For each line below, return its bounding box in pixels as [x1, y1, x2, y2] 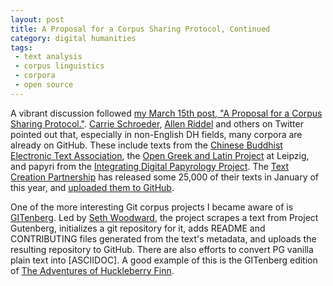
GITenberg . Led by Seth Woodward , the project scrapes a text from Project [10, 211, 319, 223]
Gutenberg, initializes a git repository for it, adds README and [10, 222, 266, 234]
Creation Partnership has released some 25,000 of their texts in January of [10, 171, 320, 183]
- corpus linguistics [14, 61, 105, 71]
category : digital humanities [10, 33, 137, 43]
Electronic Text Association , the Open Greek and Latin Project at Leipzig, [10, 149, 310, 161]
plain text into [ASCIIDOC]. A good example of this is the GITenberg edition [10, 254, 318, 266]
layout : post [10, 14, 65, 25]
